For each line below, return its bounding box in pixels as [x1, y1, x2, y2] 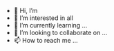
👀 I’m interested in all [13, 14, 74, 22]
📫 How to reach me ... [13, 37, 78, 44]
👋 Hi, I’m [13, 7, 38, 14]
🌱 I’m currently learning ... [13, 21, 88, 29]
